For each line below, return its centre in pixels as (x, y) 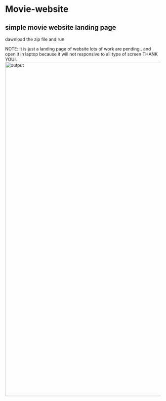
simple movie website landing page (61, 27)
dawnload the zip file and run (35, 39)
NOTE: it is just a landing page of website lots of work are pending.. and (78, 49)
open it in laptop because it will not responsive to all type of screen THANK (82, 54)
